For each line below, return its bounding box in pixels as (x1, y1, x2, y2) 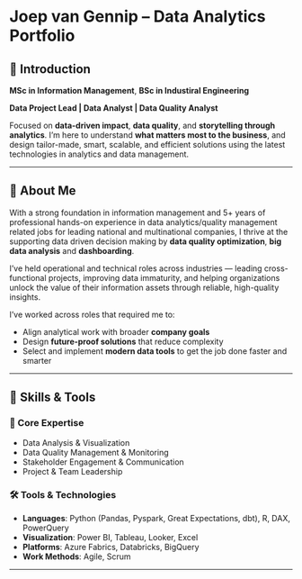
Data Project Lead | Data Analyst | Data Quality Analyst (9, 103, 218, 113)
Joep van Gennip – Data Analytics (9, 6, 266, 27)
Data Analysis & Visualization (22, 437, 130, 448)
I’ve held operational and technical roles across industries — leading (9, 263, 262, 274)
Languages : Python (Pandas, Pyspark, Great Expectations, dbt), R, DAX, (22, 512, 290, 523)
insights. (9, 291, 41, 303)
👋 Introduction (9, 61, 92, 77)
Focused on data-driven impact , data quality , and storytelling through (9, 120, 276, 131)
